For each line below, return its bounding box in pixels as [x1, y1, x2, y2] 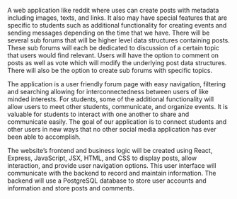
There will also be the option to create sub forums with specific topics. [7, 67, 213, 74]
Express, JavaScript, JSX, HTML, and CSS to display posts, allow [7, 154, 197, 162]
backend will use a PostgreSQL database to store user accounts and [7, 176, 207, 185]
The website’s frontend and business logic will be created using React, [7, 147, 213, 154]
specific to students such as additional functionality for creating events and [7, 21, 227, 29]
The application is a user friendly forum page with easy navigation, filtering [7, 80, 226, 88]
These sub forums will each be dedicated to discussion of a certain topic [7, 44, 219, 52]
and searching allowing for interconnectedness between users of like [7, 88, 209, 96]
